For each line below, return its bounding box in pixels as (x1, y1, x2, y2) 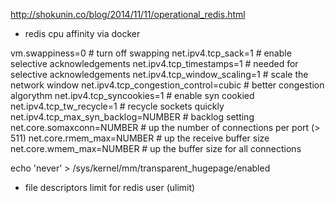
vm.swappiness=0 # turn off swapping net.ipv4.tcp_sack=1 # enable (10, 47, 292, 59)
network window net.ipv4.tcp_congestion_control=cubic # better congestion (10, 79, 325, 91)
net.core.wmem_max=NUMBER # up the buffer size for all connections (10, 143, 302, 154)
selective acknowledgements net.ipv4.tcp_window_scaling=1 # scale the (10, 69, 309, 80)
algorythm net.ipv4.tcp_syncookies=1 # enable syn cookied (10, 90, 255, 101)
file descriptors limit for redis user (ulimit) (24, 182, 196, 193)
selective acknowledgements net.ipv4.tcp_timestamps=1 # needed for (10, 58, 299, 69)
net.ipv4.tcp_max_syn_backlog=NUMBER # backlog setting (10, 111, 255, 123)
